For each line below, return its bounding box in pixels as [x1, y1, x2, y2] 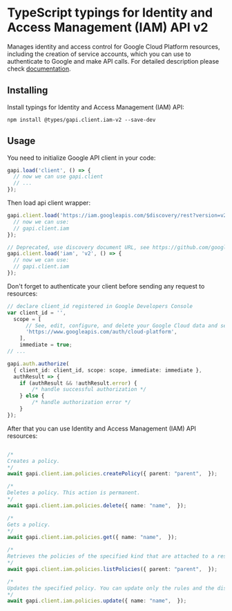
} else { [19, 392, 45, 399]
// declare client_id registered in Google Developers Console [7, 302, 193, 309]
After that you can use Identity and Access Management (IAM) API [7, 424, 197, 432]
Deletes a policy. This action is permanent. [7, 489, 140, 496]
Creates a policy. [7, 457, 60, 464]
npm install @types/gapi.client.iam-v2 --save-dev [7, 116, 156, 123]
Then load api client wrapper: [7, 199, 91, 207]
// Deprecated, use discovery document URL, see [7, 244, 150, 250]
